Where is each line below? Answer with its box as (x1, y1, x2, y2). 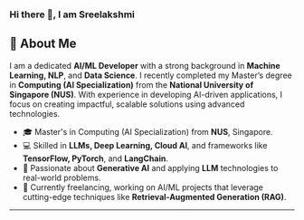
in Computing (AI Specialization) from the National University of (9, 79, 254, 90)
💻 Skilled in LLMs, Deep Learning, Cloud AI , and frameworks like (22, 139, 268, 150)
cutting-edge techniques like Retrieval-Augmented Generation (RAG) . (22, 191, 287, 202)
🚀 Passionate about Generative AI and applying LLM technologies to (22, 162, 279, 173)
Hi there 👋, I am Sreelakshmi (9, 8, 136, 21)
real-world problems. (22, 172, 101, 183)
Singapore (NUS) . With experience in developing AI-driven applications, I (9, 89, 283, 100)
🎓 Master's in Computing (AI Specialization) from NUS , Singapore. (22, 126, 273, 137)
